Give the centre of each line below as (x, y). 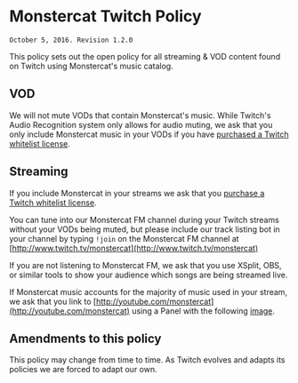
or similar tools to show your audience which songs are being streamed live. (149, 275)
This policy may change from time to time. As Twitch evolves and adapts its (148, 360)
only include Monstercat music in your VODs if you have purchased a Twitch (149, 134)
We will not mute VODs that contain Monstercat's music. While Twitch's (140, 115)
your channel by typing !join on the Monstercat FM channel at (124, 238)
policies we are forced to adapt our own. (83, 370)
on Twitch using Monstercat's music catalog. (91, 66)
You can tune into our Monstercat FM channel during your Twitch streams (145, 219)
